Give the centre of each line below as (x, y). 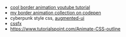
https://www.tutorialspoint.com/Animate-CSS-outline (65, 29)
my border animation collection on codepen (55, 13)
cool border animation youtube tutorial (50, 7)
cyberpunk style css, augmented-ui (47, 18)
